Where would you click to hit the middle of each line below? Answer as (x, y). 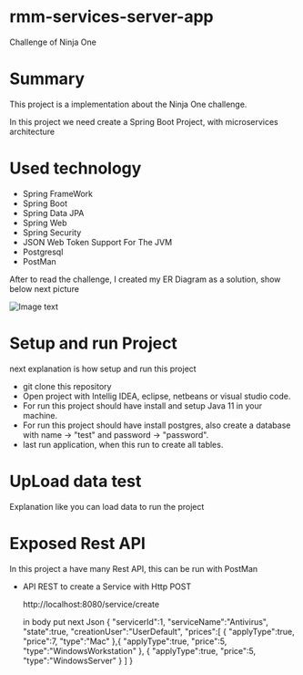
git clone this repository (67, 386)
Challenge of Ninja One (53, 42)
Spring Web (45, 223)
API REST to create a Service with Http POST (107, 587)
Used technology (76, 168)
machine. (40, 415)
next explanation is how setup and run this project (103, 369)
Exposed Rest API (77, 543)
